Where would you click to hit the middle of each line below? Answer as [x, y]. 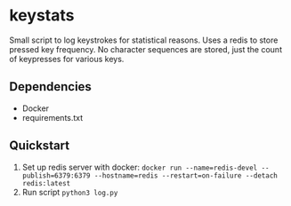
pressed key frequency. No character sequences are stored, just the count [146, 49]
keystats [42, 16]
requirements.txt [53, 117]
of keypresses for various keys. [67, 59]
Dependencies [50, 87]
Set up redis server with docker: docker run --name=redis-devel [140, 167]
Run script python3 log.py [70, 192]
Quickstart [40, 146]
